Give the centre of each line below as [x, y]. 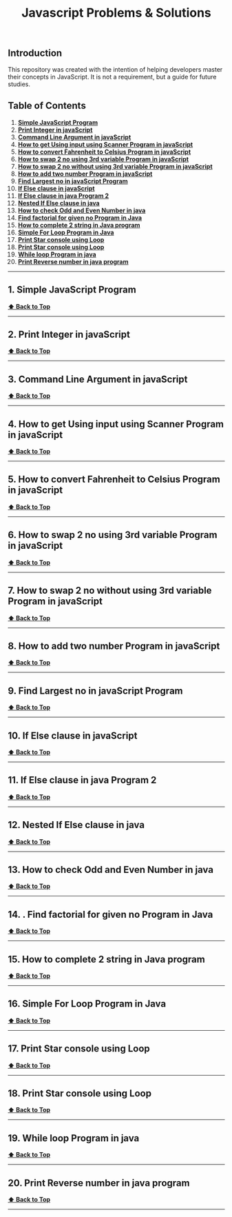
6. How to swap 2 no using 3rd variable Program [113, 535]
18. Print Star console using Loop [80, 1094]
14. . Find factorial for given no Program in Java [110, 914]
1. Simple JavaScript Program [72, 290]
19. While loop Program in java [74, 1138]
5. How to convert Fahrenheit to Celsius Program [114, 480]
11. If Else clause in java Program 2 [82, 780]
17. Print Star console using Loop [79, 1049]
